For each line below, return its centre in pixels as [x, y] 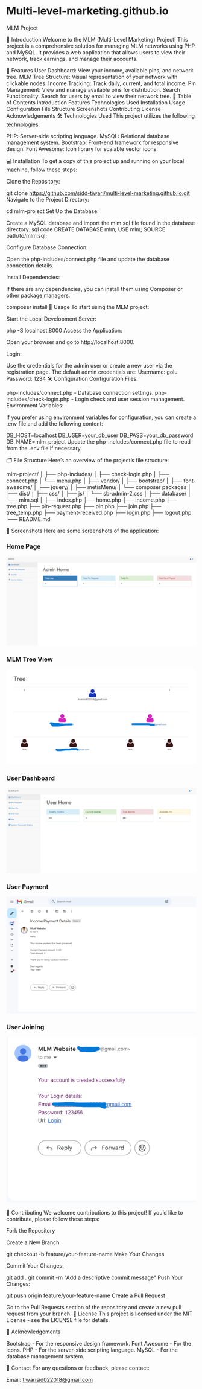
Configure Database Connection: [47, 247]
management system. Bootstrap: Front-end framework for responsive [93, 142]
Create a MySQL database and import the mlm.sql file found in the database [101, 223]
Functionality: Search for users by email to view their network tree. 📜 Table [99, 96]
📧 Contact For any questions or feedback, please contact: [78, 1368]
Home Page [24, 546]
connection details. [30, 265]
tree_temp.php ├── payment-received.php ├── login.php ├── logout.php [99, 512]
